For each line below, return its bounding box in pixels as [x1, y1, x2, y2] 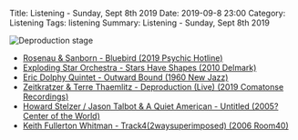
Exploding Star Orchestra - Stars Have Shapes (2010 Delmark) [22, 63, 257, 73]
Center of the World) [22, 111, 100, 121]
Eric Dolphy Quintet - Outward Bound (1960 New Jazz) [22, 72, 229, 83]
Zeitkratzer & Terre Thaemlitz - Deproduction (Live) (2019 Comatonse [22, 82, 284, 92]
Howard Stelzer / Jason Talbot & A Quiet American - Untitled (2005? [22, 101, 279, 112]
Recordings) [22, 91, 69, 102]
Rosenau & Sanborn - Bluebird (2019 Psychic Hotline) [22, 53, 223, 63]
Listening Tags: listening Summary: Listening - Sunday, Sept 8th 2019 [9, 17, 271, 28]
